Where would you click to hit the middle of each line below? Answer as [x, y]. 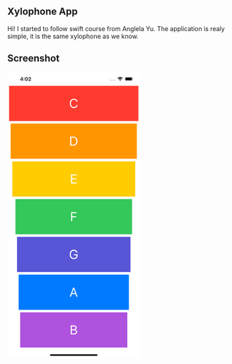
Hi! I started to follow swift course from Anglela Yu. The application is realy [116, 28]
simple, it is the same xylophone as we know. [73, 36]
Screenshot [34, 58]
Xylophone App [42, 12]
